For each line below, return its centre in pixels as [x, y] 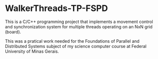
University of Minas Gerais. [32, 51]
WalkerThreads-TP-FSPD [57, 8]
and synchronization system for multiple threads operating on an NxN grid [79, 26]
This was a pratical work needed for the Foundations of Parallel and [72, 41]
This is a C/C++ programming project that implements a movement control [79, 22]
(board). [13, 32]
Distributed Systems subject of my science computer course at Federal [76, 46]
